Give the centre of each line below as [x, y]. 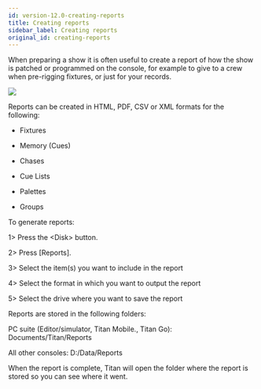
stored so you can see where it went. [68, 376]
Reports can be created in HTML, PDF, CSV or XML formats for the [116, 107]
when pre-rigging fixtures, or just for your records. [90, 77]
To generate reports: [41, 223]
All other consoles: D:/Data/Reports [66, 353]
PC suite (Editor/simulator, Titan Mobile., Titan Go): [90, 329]
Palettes [33, 192]
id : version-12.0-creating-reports [66, 15]
